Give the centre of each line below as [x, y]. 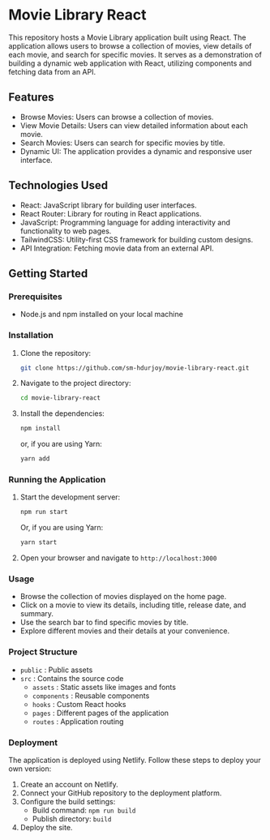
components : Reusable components [91, 696]
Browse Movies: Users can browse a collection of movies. [117, 117]
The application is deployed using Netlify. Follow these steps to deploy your [135, 760]
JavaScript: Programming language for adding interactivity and [125, 222]
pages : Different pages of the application [100, 713]
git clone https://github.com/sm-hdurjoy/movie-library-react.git [135, 368]
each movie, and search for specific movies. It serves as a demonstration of [135, 54]
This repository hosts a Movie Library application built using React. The [127, 37]
